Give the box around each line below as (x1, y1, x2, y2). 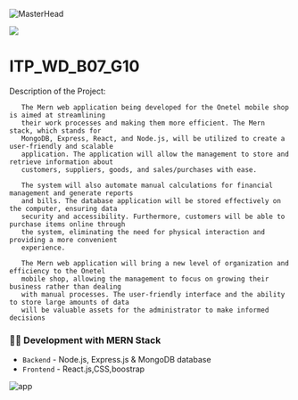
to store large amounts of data (9, 298, 129, 306)
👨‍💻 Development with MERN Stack (9, 334, 161, 347)
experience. (21, 243, 66, 252)
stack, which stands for (9, 126, 102, 135)
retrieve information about (9, 157, 114, 167)
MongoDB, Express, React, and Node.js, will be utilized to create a (21, 134, 286, 143)
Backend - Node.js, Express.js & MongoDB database (21, 355, 211, 365)
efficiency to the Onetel (9, 266, 105, 275)
